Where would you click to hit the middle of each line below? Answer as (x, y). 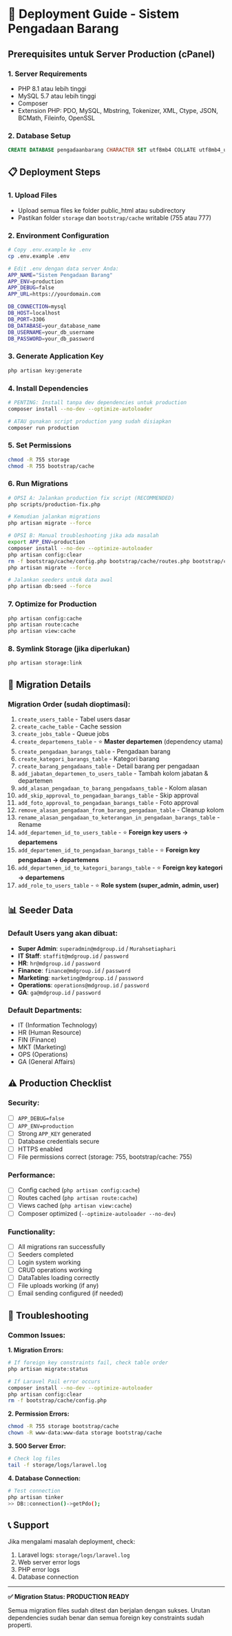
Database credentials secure (59, 1141)
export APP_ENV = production (46, 542)
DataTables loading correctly (59, 1278)
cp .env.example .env (39, 256)
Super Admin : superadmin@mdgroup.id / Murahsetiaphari (97, 948)
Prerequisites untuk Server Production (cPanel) (112, 54)
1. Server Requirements (48, 74)
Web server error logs (49, 1562)
